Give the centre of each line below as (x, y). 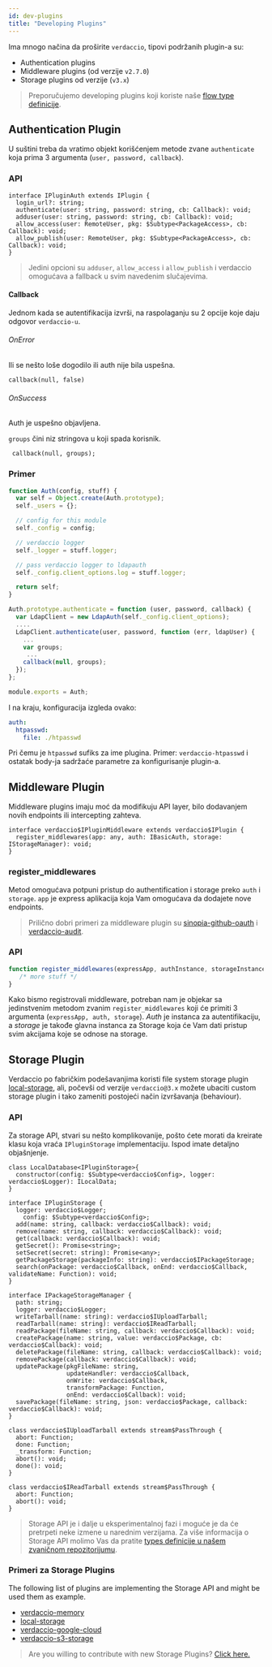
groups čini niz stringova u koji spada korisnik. (85, 438)
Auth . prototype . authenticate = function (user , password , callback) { (130, 610)
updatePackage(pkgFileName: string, (77, 1366)
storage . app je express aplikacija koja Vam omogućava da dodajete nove (130, 898)
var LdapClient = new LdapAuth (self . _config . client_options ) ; (123, 617)
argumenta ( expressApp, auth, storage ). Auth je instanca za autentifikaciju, (134, 1017)
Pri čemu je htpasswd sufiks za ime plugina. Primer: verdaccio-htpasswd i (128, 753)
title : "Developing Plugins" (57, 24)
